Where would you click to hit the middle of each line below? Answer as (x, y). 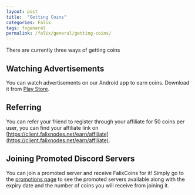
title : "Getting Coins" (36, 17)
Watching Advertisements (55, 68)
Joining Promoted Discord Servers (70, 159)
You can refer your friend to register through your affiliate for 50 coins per (95, 122)
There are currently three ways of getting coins (63, 50)
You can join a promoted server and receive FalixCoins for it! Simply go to (95, 173)
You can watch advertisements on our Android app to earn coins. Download (98, 82)
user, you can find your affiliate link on (52, 127)
